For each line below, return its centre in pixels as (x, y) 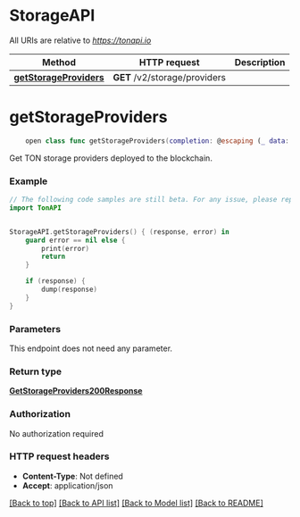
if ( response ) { (56, 281)
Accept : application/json (67, 485)
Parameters (35, 329)
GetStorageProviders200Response (76, 391)
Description (260, 62)
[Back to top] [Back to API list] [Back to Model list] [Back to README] (136, 503)
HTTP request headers (59, 456)
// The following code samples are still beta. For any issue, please (143, 200)
